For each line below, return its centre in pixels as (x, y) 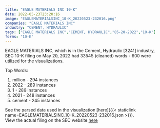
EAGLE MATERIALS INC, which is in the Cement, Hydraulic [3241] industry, (80, 50)
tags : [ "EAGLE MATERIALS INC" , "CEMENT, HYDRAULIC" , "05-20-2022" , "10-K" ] (80, 32)
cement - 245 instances (36, 100)
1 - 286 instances (30, 90)
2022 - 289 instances (34, 85)
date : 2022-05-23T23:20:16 (32, 14)
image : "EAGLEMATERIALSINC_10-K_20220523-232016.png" (61, 18)
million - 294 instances (35, 80)
